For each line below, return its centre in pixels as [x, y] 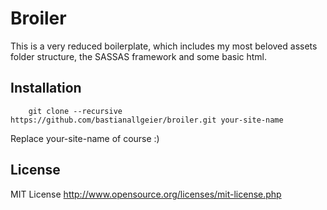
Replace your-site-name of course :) [85, 138]
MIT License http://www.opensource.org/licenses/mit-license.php [146, 194]
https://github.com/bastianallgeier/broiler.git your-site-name [147, 120]
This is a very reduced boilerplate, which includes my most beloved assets [164, 46]
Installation [46, 88]
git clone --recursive [75, 111]
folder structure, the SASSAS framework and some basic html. [139, 56]
